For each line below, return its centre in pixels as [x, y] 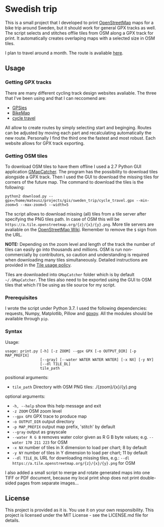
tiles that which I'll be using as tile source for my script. [61, 285]
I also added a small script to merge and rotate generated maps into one [78, 472]
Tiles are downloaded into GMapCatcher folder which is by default [70, 274]
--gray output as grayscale [39, 431]
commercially [19, 254]
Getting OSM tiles [26, 156]
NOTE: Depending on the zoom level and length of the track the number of [80, 244]
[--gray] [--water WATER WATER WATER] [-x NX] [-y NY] [97, 359]
